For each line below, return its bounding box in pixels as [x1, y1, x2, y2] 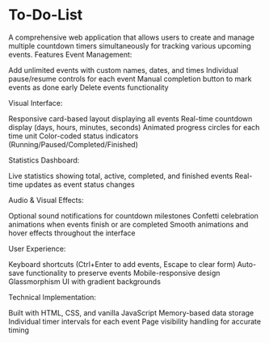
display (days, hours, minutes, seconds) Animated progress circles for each [8, 122, 260, 132]
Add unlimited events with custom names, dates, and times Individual [8, 65, 238, 74]
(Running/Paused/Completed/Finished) [8, 139, 139, 149]
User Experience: [8, 243, 66, 253]
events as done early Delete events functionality [8, 83, 169, 92]
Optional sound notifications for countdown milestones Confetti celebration [8, 210, 258, 220]
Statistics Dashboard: [8, 155, 80, 165]
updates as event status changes [24, 180, 135, 189]
